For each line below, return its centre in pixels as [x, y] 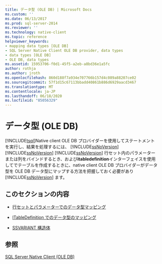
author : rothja [20, 69]
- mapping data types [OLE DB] [37, 46]
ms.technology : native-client [36, 32]
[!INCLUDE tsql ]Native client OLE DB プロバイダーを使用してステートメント [80, 141]
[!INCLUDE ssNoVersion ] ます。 [36, 177]
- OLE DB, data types [27, 60]
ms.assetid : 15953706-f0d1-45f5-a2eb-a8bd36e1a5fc [58, 64]
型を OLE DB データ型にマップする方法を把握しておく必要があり [70, 171]
